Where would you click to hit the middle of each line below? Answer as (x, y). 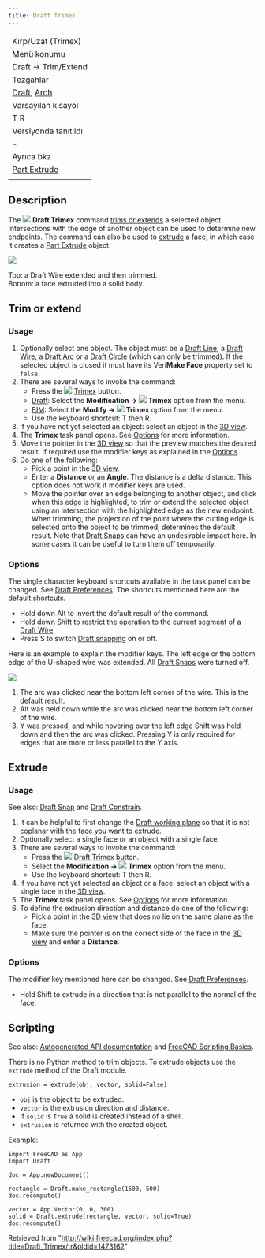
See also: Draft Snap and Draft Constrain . (75, 807)
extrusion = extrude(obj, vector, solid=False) (88, 1085)
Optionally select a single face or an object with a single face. (119, 839)
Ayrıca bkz (32, 156)
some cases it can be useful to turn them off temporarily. (124, 544)
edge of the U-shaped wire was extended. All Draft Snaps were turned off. (129, 663)
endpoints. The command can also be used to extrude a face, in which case (131, 237)
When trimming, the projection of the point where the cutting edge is (143, 519)
